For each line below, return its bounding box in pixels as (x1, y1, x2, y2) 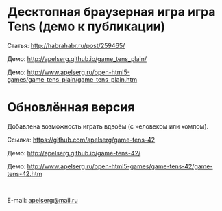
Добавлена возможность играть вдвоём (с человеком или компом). (7, 122, 209, 131)
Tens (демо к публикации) (7, 19, 166, 34)
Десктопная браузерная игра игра (7, 4, 216, 20)
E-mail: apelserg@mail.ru (7, 196, 78, 204)
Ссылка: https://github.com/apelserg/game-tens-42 (7, 135, 156, 144)
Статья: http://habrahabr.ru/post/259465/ (7, 41, 125, 49)
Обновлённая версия (7, 100, 135, 115)
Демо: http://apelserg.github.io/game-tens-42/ (7, 148, 141, 157)
